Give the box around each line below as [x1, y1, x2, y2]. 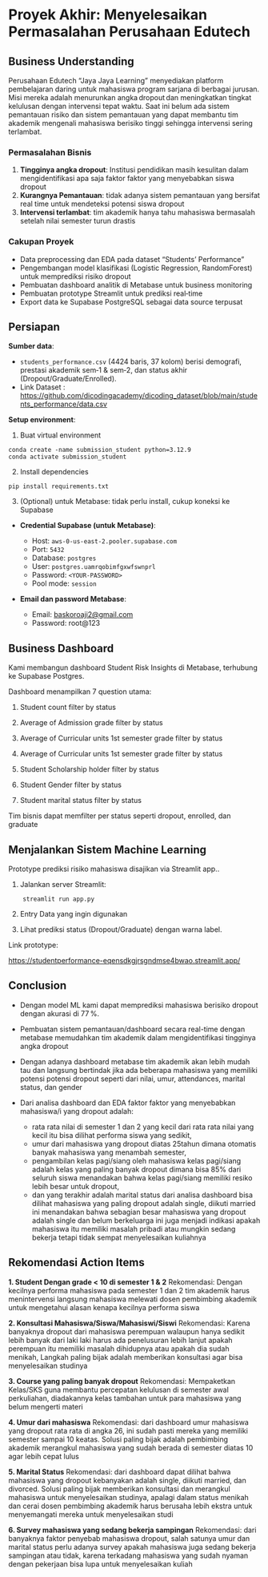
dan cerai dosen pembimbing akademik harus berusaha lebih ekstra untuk [8, 1501, 253, 1510]
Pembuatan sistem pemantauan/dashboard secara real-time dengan [19, 1024, 246, 1034]
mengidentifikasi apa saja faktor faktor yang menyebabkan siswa [19, 174, 234, 184]
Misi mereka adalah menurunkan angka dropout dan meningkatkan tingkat [8, 93, 252, 102]
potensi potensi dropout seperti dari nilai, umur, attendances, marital [19, 1074, 246, 1083]
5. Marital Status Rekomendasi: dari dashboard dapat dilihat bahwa [8, 1466, 231, 1476]
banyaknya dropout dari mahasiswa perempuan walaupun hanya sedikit [8, 1326, 246, 1336]
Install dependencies [19, 467, 90, 477]
